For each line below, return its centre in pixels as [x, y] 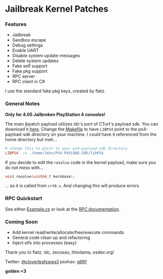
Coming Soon [21, 222]
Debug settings [27, 45]
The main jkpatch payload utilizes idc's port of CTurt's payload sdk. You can [82, 124]
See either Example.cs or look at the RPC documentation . [63, 209]
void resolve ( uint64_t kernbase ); [40, 176]
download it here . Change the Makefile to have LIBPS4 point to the [71, 129]
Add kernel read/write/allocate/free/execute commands [68, 232]
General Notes [22, 104]
